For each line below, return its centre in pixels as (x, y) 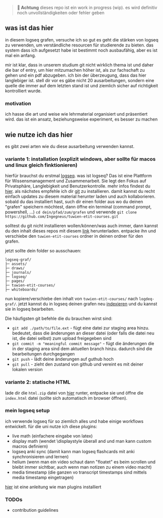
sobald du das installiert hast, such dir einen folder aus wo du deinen (74, 202)
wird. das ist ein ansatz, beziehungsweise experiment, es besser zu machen (81, 119)
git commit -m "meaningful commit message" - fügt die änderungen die (83, 344)
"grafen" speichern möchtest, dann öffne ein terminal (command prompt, (78, 207)
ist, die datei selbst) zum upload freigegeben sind (62, 338)
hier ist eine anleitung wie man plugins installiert (53, 487)
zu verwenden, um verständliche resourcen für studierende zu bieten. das (79, 45)
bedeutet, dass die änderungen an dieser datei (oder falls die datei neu (83, 333)
